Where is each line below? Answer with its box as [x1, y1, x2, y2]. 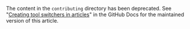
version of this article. [6, 17, 59, 24]
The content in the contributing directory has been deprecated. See [6, 5, 172, 12]
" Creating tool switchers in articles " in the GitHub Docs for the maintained [6, 11, 185, 18]
